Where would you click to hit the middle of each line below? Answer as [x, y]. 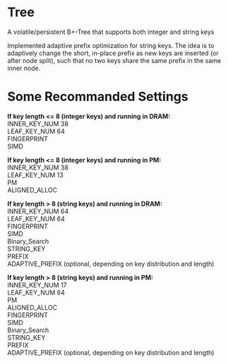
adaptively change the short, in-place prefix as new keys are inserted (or [113, 53]
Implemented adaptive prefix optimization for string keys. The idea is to [111, 45]
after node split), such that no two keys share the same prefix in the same [114, 60]
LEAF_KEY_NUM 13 [35, 175]
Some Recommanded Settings [98, 97]
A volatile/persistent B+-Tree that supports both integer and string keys [111, 32]
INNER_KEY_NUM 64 [38, 211]
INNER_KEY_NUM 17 [37, 285]
